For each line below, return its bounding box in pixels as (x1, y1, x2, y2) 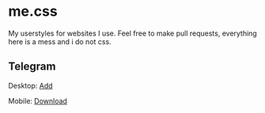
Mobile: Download (8, 96, 67, 105)
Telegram (8, 60, 56, 73)
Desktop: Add (8, 81, 53, 90)
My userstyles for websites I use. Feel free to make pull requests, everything (8, 28, 257, 38)
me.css (8, 2, 58, 21)
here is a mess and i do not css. (8, 36, 112, 46)
